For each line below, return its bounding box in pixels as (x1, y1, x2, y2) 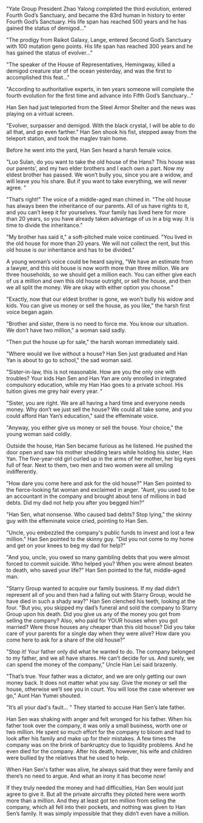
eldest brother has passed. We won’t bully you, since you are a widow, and (6, 171, 193, 178)
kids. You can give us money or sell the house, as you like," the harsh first (6, 302, 190, 309)
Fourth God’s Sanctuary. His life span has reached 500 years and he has (6, 18, 187, 25)
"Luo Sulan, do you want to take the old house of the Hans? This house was (6, 158, 196, 166)
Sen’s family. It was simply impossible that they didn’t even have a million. (6, 810, 190, 817)
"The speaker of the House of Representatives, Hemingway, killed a (6, 61, 176, 68)
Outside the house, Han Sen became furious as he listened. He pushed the (6, 442, 193, 449)
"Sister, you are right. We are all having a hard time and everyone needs (6, 400, 185, 406)
